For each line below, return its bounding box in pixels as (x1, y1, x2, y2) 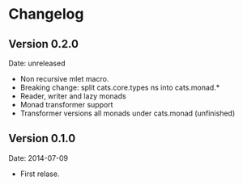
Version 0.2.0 (8, 37, 79, 51)
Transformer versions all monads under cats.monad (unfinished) (19, 108, 236, 118)
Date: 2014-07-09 (8, 153, 69, 162)
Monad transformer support (19, 100, 113, 109)
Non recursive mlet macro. (19, 74, 109, 83)
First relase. (19, 169, 60, 179)
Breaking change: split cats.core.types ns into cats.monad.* (19, 82, 220, 92)
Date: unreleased (8, 58, 66, 68)
